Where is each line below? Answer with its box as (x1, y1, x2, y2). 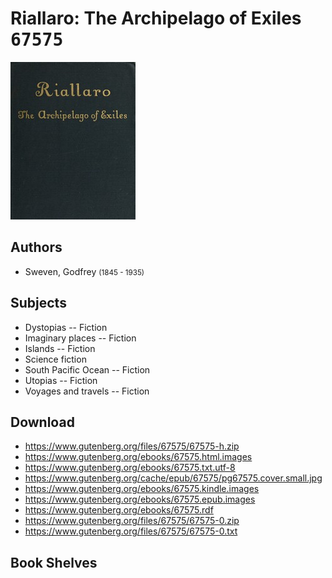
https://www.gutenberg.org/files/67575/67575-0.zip (24, 515, 240, 527)
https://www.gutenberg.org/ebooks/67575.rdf (24, 504, 214, 516)
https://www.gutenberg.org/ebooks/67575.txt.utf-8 (24, 462, 236, 474)
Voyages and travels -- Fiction (24, 385, 150, 397)
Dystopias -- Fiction (24, 321, 108, 333)
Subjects (10, 295, 67, 312)
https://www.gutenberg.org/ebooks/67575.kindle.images (24, 483, 260, 495)
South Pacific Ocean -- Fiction (24, 363, 151, 376)
